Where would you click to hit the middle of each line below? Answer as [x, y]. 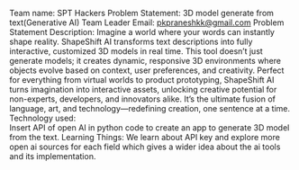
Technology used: [43, 118]
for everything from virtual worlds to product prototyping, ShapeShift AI [142, 80]
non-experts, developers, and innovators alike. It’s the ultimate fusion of [143, 99]
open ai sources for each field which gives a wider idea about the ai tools [145, 147]
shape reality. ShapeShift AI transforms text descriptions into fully [131, 41]
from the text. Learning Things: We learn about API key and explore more [145, 137]
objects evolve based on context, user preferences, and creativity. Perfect [147, 70]
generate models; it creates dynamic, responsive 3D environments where [145, 61]
